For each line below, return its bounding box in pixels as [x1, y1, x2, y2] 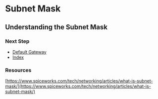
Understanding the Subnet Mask [5, 23, 108, 31]
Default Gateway [12, 49, 47, 55]
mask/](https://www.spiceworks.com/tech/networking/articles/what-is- [5, 83, 151, 90]
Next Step [5, 38, 30, 45]
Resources [5, 67, 32, 74]
